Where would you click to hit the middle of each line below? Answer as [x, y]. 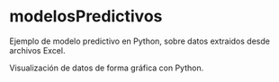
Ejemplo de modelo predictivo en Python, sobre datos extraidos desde [139, 41]
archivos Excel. [37, 50]
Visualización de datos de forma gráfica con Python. [107, 68]
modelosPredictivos [86, 16]
